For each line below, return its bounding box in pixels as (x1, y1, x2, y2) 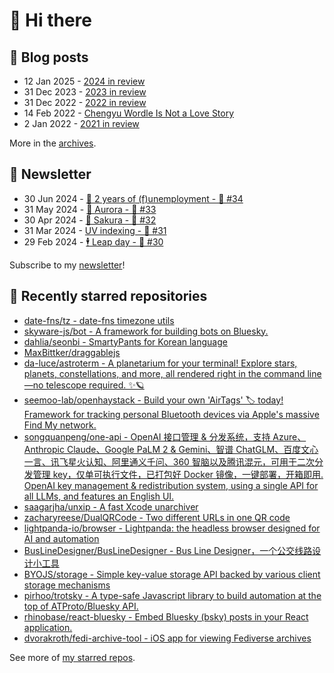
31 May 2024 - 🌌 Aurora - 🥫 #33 (23, 203, 157, 215)
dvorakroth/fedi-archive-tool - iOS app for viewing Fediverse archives (23, 632, 312, 644)
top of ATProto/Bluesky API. (23, 600, 139, 612)
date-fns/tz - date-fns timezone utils (23, 314, 175, 326)
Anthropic (23, 443, 65, 455)
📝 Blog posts (9, 49, 89, 66)
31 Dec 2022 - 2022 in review (23, 97, 147, 108)
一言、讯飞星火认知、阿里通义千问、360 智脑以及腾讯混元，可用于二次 (23, 455, 315, 468)
